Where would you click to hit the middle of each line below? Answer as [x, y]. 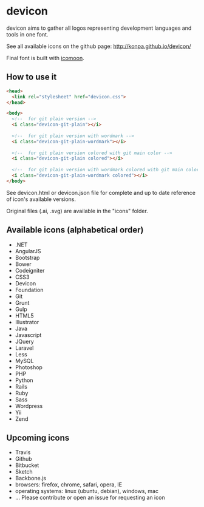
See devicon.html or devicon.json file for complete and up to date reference [101, 192]
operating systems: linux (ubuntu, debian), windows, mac [87, 491]
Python [24, 380]
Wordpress [29, 406]
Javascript [28, 335]
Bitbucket [27, 465]
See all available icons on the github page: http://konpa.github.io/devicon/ [99, 46]
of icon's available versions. [41, 199]
